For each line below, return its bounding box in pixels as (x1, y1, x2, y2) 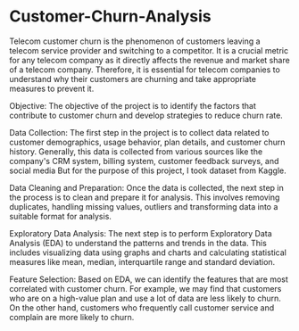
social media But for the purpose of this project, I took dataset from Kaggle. (9, 165, 287, 176)
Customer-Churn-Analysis (9, 6, 212, 27)
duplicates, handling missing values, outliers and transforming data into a (9, 201, 278, 211)
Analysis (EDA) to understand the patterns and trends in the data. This (9, 237, 268, 248)
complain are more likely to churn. (9, 311, 135, 322)
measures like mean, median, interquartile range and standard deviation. (9, 256, 276, 267)
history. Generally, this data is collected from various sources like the (9, 145, 263, 157)
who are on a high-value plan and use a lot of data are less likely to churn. (9, 293, 281, 303)
